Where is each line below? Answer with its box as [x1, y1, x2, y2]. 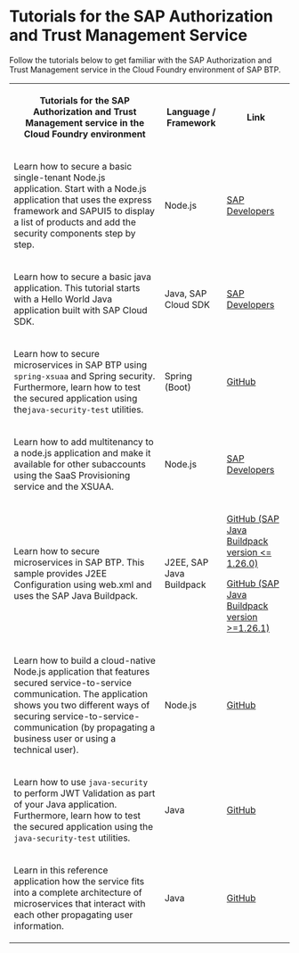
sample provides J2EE [13, 567, 108, 579]
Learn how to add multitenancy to [13, 435, 154, 448]
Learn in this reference [13, 864, 109, 876]
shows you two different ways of [13, 699, 150, 711]
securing [13, 709, 51, 722]
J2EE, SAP [164, 556, 209, 568]
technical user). [13, 743, 79, 756]
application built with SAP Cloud [13, 303, 149, 316]
